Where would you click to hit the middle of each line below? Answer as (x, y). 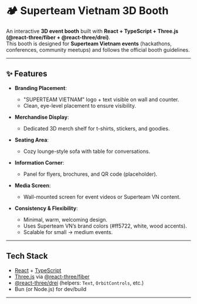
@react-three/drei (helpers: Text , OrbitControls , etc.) (79, 283)
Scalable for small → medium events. (68, 232)
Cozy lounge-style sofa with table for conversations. (87, 151)
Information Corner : (39, 162)
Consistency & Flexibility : (46, 208)
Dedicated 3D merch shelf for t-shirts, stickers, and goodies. (96, 128)
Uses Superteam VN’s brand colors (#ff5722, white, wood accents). (105, 226)
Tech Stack (27, 256)
